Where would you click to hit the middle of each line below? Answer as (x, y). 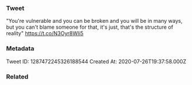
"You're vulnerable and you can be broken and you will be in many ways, (94, 21)
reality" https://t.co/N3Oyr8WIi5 (45, 33)
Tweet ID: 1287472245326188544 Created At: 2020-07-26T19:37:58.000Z (96, 61)
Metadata (20, 49)
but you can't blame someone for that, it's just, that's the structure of (90, 27)
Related (17, 76)
